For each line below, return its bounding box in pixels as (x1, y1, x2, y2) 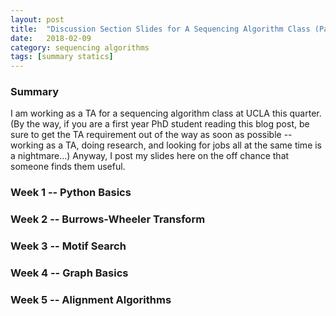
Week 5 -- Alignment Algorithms (10, 293, 172, 307)
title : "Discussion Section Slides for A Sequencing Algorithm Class (10, 24, 311, 34)
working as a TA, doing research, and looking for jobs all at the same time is (10, 139, 323, 151)
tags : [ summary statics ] (10, 52, 114, 62)
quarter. (289, 107, 322, 120)
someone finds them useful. (10, 161, 126, 173)
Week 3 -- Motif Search (10, 239, 127, 253)
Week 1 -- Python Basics (10, 186, 132, 200)
